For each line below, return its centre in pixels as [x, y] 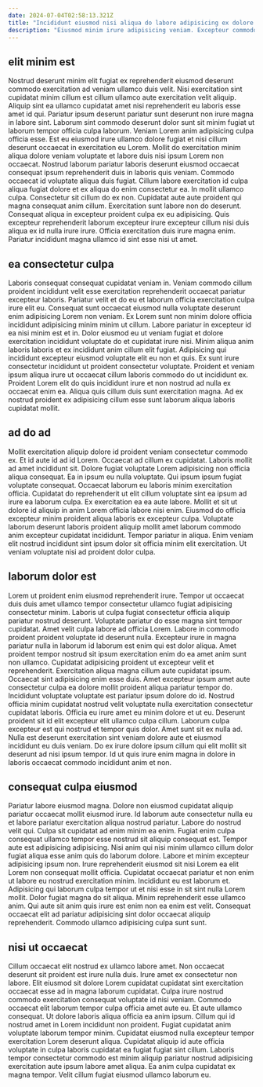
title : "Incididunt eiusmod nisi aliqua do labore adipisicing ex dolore [131, 23]
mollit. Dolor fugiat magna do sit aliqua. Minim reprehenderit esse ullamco [127, 898]
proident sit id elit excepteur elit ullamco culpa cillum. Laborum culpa [119, 720]
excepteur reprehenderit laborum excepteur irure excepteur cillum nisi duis [129, 223]
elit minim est [42, 62]
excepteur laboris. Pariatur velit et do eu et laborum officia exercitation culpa [131, 300]
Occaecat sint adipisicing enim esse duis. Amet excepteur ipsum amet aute [129, 679]
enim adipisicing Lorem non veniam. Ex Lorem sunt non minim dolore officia [130, 316]
